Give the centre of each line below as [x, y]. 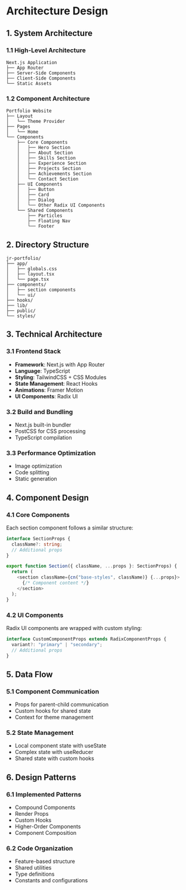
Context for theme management [54, 718]
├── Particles [45, 216]
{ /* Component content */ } [55, 583]
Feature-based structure [45, 861]
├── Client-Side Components [41, 78]
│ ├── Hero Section [44, 148]
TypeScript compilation [43, 437]
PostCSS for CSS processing [50, 431]
